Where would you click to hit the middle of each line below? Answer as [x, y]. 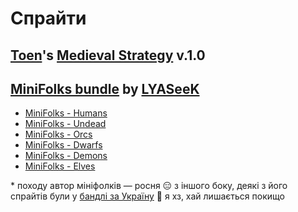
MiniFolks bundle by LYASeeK [105, 88]
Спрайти [48, 18]
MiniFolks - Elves [60, 166]
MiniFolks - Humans [66, 113]
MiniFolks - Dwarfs [63, 145]
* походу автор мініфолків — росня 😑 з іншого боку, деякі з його [149, 186]
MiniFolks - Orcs [58, 134]
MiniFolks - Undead [65, 124]
